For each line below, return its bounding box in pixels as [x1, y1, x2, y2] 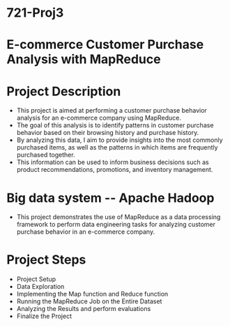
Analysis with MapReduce [6, 51, 161, 67]
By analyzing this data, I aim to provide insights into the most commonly [16, 136, 224, 144]
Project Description [6, 83, 121, 99]
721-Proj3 [6, 5, 64, 21]
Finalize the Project [16, 312, 72, 321]
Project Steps [6, 252, 86, 268]
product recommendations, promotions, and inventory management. [16, 166, 213, 174]
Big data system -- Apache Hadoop [6, 190, 215, 206]
